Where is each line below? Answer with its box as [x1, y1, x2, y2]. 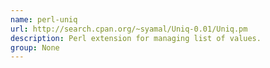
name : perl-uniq [10, 14, 78, 25]
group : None [10, 42, 60, 53]
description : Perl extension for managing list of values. [10, 33, 262, 43]
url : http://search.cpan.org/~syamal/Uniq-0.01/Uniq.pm [10, 24, 248, 34]
